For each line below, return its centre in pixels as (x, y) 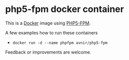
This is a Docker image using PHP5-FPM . (48, 23)
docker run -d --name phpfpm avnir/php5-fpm (60, 43)
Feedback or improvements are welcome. (48, 52)
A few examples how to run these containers (52, 32)
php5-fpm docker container (65, 9)
